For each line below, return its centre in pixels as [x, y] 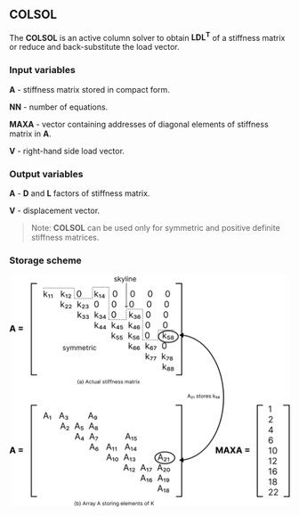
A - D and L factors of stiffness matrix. [80, 193]
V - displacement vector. [55, 211]
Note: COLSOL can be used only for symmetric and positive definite [155, 228]
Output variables [46, 174]
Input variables [42, 70]
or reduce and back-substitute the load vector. [94, 47]
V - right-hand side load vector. [67, 151]
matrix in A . [30, 134]
